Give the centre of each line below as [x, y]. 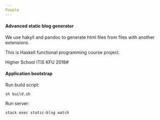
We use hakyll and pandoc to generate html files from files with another [80, 37]
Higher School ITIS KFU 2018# [37, 62]
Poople [12, 10]
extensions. [17, 42]
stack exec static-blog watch [37, 113]
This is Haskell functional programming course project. [63, 52]
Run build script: [22, 85]
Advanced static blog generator [40, 26]
